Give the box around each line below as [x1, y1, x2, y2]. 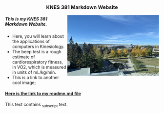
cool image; [12, 80, 36, 85]
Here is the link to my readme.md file [5, 91, 82, 97]
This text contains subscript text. [5, 101, 68, 108]
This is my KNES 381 [5, 16, 48, 22]
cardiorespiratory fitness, [12, 59, 63, 65]
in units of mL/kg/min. [12, 69, 56, 75]
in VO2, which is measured [12, 64, 66, 70]
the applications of [12, 38, 50, 44]
